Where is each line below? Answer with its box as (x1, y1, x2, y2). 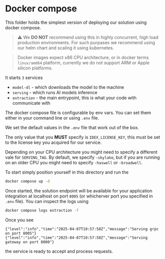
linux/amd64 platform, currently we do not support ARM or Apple (17, 60, 150, 65)
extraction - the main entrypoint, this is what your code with (12, 95, 137, 101)
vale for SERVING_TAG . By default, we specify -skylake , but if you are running (5, 154, 160, 160)
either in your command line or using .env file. (5, 115, 99, 121)
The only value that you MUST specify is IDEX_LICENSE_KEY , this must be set (5, 134, 161, 140)
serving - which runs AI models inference (12, 89, 98, 95)
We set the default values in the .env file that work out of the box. (5, 125, 139, 130)
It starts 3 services (5, 74, 43, 80)
